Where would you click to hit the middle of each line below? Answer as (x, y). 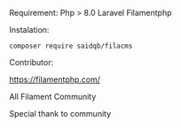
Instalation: (29, 30)
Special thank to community (60, 113)
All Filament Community (53, 97)
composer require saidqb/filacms (71, 46)
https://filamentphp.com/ (55, 79)
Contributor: (31, 62)
